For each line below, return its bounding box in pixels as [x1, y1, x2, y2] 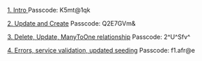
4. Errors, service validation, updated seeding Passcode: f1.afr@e [7, 46, 195, 54]
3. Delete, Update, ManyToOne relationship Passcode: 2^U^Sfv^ [7, 33, 191, 41]
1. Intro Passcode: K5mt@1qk [7, 6, 91, 14]
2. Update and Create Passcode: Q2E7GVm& [7, 19, 136, 27]
